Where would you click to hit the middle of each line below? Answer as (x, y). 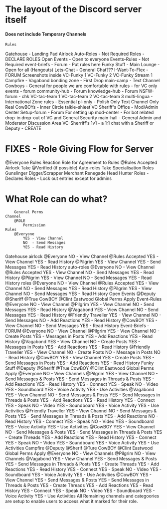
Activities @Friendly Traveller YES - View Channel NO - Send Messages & (81, 411)
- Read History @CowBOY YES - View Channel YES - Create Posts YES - (80, 358)
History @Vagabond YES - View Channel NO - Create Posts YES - (73, 342)
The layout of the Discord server (74, 9)
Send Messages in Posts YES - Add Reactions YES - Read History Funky (80, 363)
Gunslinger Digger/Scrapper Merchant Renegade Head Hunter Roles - (77, 173)
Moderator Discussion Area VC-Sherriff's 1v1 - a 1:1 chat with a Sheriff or (80, 123)
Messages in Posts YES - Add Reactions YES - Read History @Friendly (78, 347)
